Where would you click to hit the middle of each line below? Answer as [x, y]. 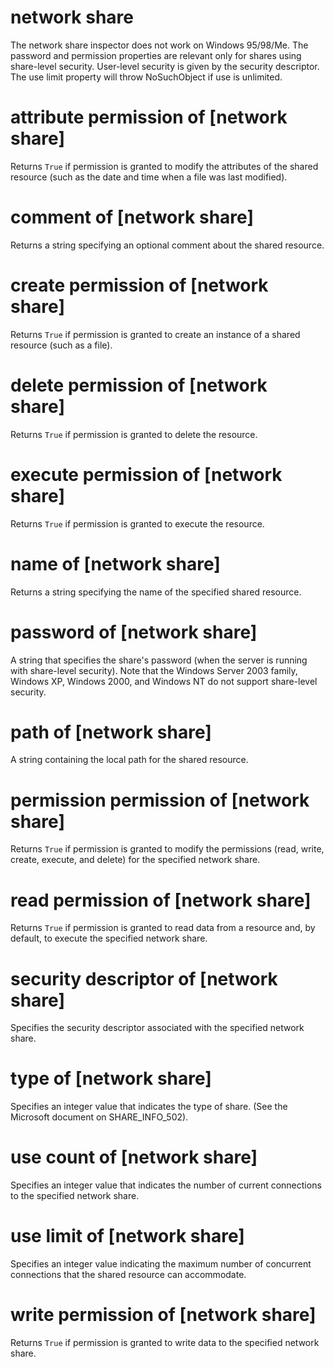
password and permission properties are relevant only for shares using [156, 55]
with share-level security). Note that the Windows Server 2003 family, [154, 670]
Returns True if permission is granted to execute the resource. [137, 523]
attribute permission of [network [149, 117]
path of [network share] [111, 732]
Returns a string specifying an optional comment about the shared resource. [167, 245]
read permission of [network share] [161, 900]
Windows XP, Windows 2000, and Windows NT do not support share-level [164, 681]
